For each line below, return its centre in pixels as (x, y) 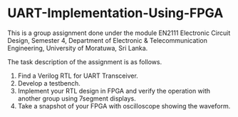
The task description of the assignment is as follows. (85, 61)
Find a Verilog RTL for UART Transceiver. (78, 76)
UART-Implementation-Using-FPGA (115, 13)
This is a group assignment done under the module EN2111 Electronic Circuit (119, 33)
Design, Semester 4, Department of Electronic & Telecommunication (108, 40)
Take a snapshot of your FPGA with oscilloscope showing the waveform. (124, 106)
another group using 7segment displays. (77, 98)
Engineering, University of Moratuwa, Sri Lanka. (78, 48)
